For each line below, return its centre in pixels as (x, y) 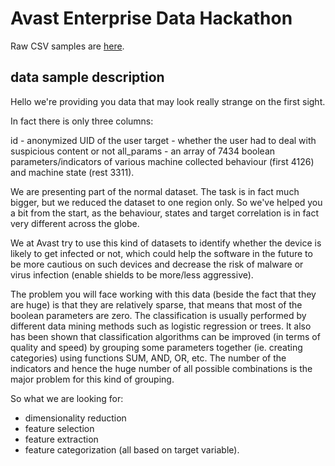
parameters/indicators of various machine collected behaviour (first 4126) (162, 161)
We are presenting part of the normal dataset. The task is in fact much (155, 191)
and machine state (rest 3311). (72, 172)
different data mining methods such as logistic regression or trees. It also (161, 326)
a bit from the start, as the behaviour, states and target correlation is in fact (165, 213)
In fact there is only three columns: (82, 121)
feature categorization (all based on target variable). (132, 449)
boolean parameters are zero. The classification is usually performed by (158, 315)
